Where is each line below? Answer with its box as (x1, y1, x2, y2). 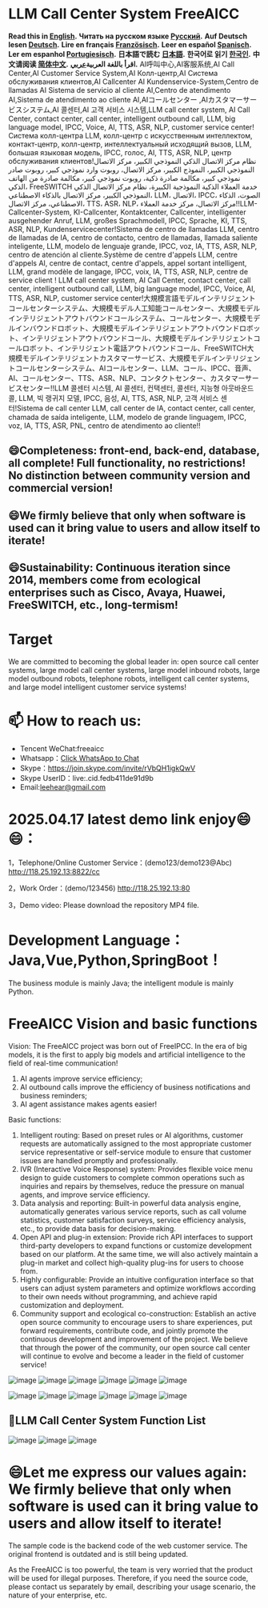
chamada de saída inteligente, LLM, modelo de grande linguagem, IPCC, (8, 412, 246, 422)
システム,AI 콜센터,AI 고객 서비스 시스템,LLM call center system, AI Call (22, 105, 250, 114)
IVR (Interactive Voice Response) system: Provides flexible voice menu (19, 1164, 254, 1174)
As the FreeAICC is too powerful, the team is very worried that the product (8, 1565, 254, 1574)
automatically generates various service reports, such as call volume (19, 1206, 246, 1216)
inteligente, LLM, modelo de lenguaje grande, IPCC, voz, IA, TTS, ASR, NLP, (8, 241, 258, 250)
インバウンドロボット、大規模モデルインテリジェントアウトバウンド (14, 323, 240, 333)
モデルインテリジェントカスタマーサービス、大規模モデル (22, 353, 212, 362)
